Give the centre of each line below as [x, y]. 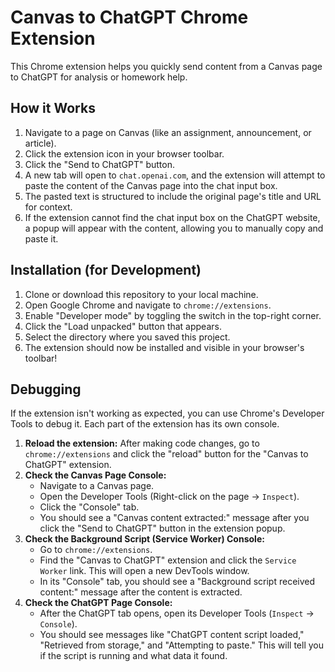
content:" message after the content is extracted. [141, 592]
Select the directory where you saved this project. [127, 337]
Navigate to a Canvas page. [97, 486]
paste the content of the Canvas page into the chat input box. [151, 185]
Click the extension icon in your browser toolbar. [124, 153]
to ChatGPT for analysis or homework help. [99, 77]
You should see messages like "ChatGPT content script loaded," [172, 635]
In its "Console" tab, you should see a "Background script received [177, 582]
